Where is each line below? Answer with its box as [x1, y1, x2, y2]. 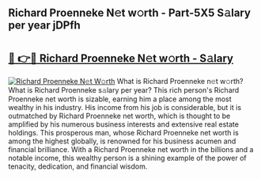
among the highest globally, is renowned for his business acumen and [8, 136, 236, 146]
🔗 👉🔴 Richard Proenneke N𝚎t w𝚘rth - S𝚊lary [8, 51, 234, 65]
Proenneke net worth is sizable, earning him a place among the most [8, 94, 232, 104]
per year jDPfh [8, 19, 81, 32]
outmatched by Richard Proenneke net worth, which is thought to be [8, 111, 231, 120]
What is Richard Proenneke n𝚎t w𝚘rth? [116, 77, 244, 86]
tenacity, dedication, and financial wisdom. [8, 162, 148, 171]
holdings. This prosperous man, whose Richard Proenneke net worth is [8, 128, 239, 137]
